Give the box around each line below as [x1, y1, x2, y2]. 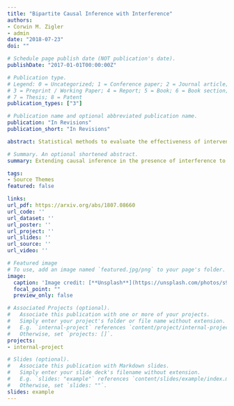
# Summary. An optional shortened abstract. [7, 150, 139, 157]
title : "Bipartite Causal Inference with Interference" [7, 10, 173, 17]
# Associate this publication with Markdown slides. [7, 363, 170, 370]
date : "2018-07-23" [7, 36, 64, 43]
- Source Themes [7, 176, 54, 183]
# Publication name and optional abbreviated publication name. [7, 113, 198, 120]
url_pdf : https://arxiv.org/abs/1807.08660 [7, 202, 136, 209]
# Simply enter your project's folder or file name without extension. [7, 318, 226, 325]
